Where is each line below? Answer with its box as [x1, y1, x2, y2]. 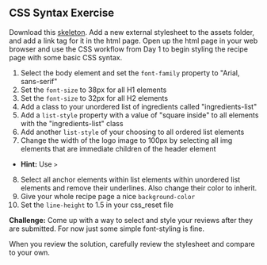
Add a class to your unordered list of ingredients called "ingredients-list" [20, 102, 257, 111]
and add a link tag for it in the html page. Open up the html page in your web [9, 36, 258, 45]
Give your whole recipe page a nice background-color [20, 191, 196, 201]
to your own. [9, 248, 51, 257]
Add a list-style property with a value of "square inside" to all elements [20, 110, 259, 120]
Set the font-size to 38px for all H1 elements [20, 85, 167, 94]
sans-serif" [20, 76, 58, 86]
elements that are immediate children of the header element [20, 144, 216, 153]
